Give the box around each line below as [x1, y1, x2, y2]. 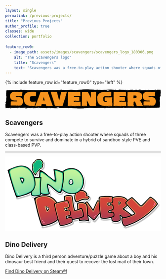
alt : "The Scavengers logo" [14, 55, 72, 60]
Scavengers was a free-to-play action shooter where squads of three [5, 131, 146, 138]
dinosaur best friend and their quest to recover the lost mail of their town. [5, 259, 155, 265]
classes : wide [5, 29, 35, 34]
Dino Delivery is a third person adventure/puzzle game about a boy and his [5, 253, 158, 259]
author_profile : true [5, 24, 50, 29]
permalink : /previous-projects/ [5, 13, 72, 18]
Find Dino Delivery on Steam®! [5, 268, 68, 274]
